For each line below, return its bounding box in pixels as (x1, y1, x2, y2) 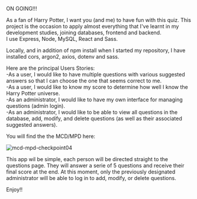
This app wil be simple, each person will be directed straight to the (6, 156, 169, 162)
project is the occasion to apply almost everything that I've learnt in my (6, 23, 179, 30)
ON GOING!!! (6, 5, 37, 12)
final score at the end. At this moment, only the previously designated (6, 168, 176, 175)
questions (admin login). (6, 102, 65, 109)
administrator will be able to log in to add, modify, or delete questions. (6, 175, 176, 181)
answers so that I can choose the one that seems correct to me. (6, 77, 162, 84)
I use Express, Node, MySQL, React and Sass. (6, 36, 118, 42)
